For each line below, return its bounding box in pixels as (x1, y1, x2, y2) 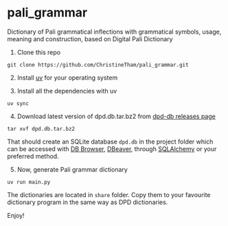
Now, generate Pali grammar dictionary (16, 165, 128, 173)
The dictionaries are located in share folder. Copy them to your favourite (7, 190, 211, 199)
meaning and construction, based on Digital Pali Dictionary (7, 34, 173, 43)
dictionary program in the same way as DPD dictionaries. (7, 198, 168, 206)
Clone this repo (16, 48, 60, 56)
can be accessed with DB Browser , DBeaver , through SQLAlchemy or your (7, 144, 217, 152)
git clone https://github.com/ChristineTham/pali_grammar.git (7, 61, 189, 68)
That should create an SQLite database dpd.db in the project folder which (7, 137, 214, 146)
